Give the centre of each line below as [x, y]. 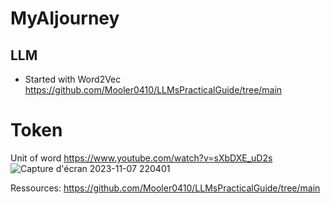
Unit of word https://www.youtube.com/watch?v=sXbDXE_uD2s [141, 158]
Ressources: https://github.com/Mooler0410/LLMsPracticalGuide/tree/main [165, 188]
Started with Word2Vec [73, 79]
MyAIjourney [65, 18]
